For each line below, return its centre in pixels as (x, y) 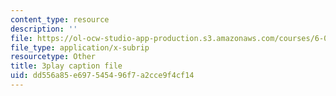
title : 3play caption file (66, 66)
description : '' (44, 29)
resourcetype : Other (53, 57)
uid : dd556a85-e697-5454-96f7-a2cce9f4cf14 (102, 76)
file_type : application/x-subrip (80, 47)
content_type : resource (60, 19)
